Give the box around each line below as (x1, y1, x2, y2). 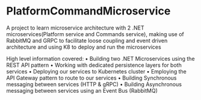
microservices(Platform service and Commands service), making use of (6, 30, 185, 37)
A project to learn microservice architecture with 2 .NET (6, 24, 144, 31)
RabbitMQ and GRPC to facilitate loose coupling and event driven (6, 37, 168, 44)
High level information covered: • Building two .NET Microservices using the (6, 55, 195, 62)
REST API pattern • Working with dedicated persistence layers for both (6, 61, 182, 69)
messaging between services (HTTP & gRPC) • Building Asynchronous (6, 80, 182, 88)
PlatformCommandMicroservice (6, 4, 171, 18)
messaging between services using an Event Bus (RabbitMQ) (6, 87, 158, 94)
